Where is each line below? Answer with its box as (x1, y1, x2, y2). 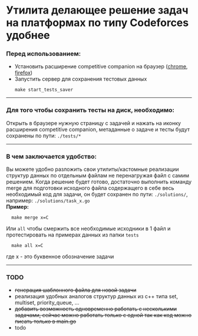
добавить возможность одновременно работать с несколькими (14, 305, 177, 312)
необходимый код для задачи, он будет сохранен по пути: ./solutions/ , (6, 191, 188, 198)
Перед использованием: (6, 50, 81, 58)
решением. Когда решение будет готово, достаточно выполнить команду (6, 178, 192, 186)
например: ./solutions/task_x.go (6, 197, 90, 204)
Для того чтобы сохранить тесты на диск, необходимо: (6, 106, 175, 114)
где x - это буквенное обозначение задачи (6, 253, 114, 260)
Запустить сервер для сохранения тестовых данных (14, 75, 147, 83)
